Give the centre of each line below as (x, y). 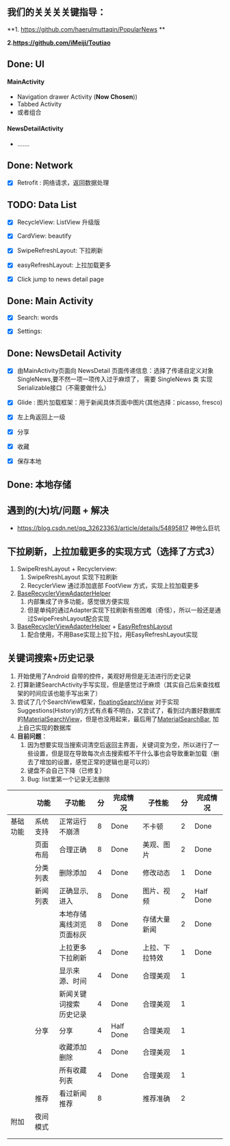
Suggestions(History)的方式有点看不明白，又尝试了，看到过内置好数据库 (119, 710)
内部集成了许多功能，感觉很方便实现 (78, 601)
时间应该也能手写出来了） (65, 693)
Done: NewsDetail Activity (64, 353)
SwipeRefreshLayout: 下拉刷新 (60, 251)
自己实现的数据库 (47, 727)
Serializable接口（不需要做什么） (64, 388)
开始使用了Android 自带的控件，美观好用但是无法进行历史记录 (104, 676)
